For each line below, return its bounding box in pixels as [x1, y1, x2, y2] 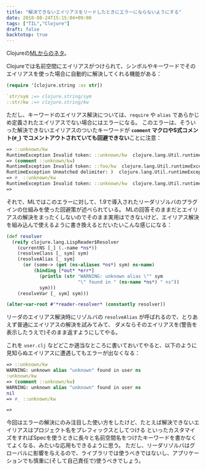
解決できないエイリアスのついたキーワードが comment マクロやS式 [17, 126, 183, 134]
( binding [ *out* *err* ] [33, 268, 95, 274]
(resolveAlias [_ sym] [17, 256, 75, 263]
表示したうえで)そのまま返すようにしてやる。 [6, 329, 121, 336]
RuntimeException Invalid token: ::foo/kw [6, 163, 116, 169]
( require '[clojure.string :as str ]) [6, 82, 103, 89]
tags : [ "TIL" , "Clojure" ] [6, 20, 70, 26]
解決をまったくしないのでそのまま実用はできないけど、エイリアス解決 [22, 213, 199, 221]
